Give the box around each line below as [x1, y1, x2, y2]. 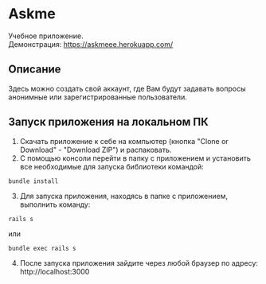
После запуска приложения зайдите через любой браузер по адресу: [19, 258, 259, 267]
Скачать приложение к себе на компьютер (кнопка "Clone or [19, 136, 229, 146]
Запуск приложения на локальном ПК [8, 115, 209, 129]
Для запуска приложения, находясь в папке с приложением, [19, 191, 229, 200]
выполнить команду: [19, 200, 91, 209]
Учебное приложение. [8, 31, 84, 41]
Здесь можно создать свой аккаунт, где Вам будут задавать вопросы [8, 84, 246, 93]
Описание [8, 63, 61, 76]
